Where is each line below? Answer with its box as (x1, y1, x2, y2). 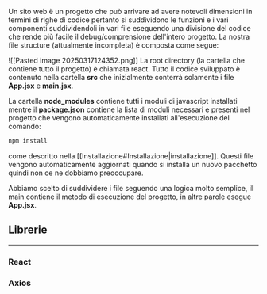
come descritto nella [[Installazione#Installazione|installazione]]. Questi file (8, 151, 254, 161)
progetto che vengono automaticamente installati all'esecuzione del (8, 113, 230, 122)
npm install (8, 137, 48, 145)
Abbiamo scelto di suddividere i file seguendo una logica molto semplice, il (8, 183, 253, 193)
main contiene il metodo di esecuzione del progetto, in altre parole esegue (8, 192, 252, 201)
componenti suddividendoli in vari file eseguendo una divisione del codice (8, 24, 252, 32)
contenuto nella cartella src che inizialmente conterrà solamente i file (8, 73, 234, 82)
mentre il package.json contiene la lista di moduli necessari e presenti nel (8, 105, 250, 114)
